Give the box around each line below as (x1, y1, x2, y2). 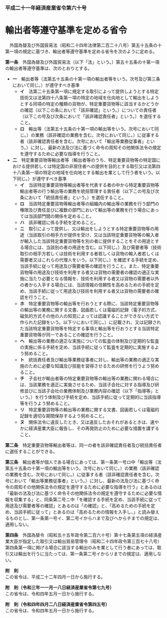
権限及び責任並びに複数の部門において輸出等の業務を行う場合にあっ (19, 207, 160, 213)
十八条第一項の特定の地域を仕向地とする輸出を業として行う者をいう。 (12, 169, 156, 175)
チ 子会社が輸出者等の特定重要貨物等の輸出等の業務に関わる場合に (19, 375, 160, 381)
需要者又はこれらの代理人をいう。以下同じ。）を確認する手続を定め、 (19, 257, 162, 263)
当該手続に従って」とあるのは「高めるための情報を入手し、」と (13, 509, 143, 515)
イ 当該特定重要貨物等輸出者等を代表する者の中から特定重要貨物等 (19, 182, 160, 188)
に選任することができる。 (5, 448, 58, 454)
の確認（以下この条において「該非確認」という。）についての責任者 (19, 107, 157, 113)
